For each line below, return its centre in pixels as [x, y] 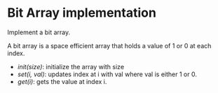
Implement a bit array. [39, 32]
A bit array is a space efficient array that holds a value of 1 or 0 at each [109, 45]
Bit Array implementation [82, 13]
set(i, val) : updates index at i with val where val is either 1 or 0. [107, 74]
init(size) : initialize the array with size [71, 66]
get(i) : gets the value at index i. [62, 81]
